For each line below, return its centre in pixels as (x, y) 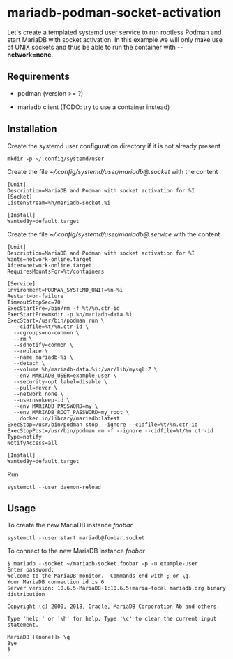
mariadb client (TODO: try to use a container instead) (93, 107)
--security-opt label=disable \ (61, 382)
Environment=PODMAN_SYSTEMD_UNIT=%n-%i (65, 290)
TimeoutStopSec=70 (34, 302)
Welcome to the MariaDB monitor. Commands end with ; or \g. (99, 576)
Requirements (38, 77)
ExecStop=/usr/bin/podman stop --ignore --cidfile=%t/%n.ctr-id (103, 425)
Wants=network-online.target (50, 259)
